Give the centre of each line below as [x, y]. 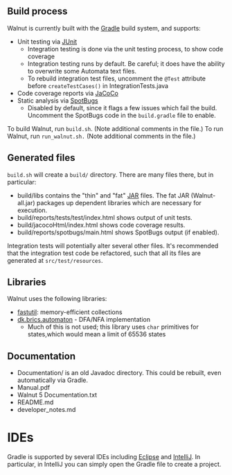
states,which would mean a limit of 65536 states [97, 334]
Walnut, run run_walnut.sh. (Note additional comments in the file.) [101, 136]
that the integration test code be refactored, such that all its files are [104, 253]
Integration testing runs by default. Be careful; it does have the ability [126, 63]
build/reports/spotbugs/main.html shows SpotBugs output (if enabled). [118, 232]
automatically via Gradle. [53, 380]
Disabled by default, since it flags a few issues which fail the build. [122, 107]
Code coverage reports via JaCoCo [68, 93]
